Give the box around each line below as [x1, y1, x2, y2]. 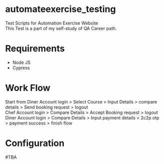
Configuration [5, 137, 65, 148]
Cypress [12, 64, 30, 70]
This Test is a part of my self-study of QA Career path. [5, 25, 117, 31]
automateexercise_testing [5, 3, 116, 15]
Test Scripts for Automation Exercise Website [5, 20, 98, 26]
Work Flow [5, 82, 51, 93]
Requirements [5, 43, 65, 54]
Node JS [12, 59, 31, 65]
